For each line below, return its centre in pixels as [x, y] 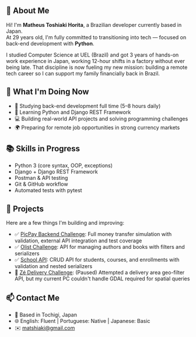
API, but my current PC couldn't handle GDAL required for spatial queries [102, 279]
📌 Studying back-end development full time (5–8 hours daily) [87, 106]
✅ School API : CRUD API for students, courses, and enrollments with [97, 260]
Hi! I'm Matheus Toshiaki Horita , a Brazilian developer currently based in [94, 25]
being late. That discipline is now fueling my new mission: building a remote [97, 67]
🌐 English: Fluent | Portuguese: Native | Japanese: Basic [82, 321]
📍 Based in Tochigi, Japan [46, 315]
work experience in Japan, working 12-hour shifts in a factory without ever [96, 61]
